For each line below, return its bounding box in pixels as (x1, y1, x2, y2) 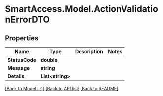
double (41, 57, 58, 63)
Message (7, 65, 30, 71)
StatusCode (7, 57, 36, 63)
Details (7, 73, 25, 80)
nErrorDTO (5, 14, 50, 25)
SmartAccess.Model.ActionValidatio (5, 3, 158, 15)
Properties (5, 34, 39, 42)
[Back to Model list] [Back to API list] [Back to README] (5, 86, 119, 91)
